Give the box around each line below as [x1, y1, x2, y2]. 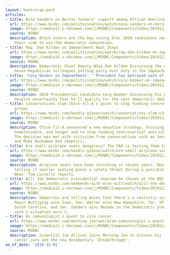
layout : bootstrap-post [5, 7, 56, 13]
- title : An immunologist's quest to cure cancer [5, 214, 112, 219]
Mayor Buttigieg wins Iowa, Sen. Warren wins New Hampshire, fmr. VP [14, 200, 164, 205]
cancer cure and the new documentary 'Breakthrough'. [14, 237, 130, 242]
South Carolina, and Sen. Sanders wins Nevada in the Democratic [14, 205, 155, 210]
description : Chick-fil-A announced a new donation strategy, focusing [10, 125, 164, 130]
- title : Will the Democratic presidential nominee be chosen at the [5, 176, 155, 182]
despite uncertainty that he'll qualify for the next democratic [14, 96, 155, 101]
